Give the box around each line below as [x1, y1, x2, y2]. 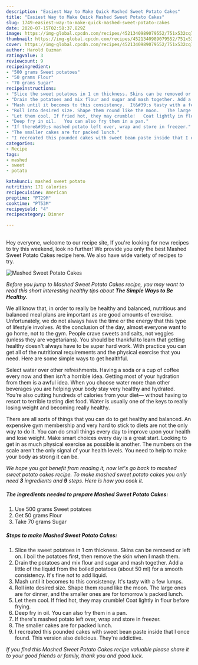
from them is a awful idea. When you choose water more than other [6, 379, 170, 386]
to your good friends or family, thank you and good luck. [6, 652, 144, 659]
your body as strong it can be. [6, 453, 80, 461]
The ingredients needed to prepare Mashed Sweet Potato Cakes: [6, 491, 169, 498]
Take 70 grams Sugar [14, 518, 67, 526]
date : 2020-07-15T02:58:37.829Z [6, 25, 85, 31]
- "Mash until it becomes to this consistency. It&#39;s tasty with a [6, 102, 186, 108]
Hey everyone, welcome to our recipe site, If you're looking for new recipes [6, 239, 189, 246]
